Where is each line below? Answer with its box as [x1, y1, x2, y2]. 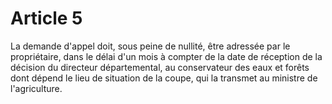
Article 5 [10, 7, 83, 30]
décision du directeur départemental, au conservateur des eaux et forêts [10, 61, 310, 73]
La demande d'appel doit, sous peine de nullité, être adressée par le [10, 40, 291, 52]
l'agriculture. [10, 82, 63, 94]
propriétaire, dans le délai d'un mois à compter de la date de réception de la [10, 50, 323, 62]
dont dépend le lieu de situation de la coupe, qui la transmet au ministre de [10, 72, 318, 84]
